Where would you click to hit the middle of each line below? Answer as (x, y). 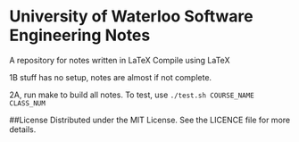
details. (23, 129)
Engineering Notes (80, 35)
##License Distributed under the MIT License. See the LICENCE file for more (150, 120)
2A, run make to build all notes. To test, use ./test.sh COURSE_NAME (132, 95)
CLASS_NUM (28, 103)
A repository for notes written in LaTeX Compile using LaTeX (120, 60)
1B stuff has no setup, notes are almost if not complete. (111, 77)
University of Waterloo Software (131, 17)
